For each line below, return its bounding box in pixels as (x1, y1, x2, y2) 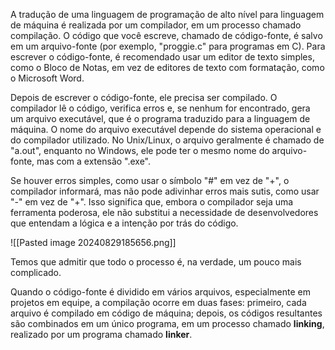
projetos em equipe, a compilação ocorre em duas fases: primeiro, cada (10, 297, 307, 308)
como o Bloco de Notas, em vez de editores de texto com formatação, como (10, 62, 325, 73)
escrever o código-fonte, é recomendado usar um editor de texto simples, (10, 51, 315, 63)
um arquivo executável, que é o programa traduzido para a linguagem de (10, 113, 311, 124)
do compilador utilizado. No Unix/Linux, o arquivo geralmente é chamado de (10, 134, 325, 146)
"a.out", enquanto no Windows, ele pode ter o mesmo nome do (10, 145, 270, 156)
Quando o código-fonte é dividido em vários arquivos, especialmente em (10, 286, 311, 298)
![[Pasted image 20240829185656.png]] (10, 237, 177, 248)
